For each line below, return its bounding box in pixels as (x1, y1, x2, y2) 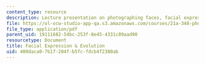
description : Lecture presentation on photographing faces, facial (6, 15, 182, 21)
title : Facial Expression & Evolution (6, 43, 105, 49)
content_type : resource (6, 9, 67, 15)
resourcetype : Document (6, 37, 67, 43)
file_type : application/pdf (6, 26, 78, 32)
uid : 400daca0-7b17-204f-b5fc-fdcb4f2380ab (6, 49, 119, 55)
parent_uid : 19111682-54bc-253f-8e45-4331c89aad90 (6, 32, 138, 38)
